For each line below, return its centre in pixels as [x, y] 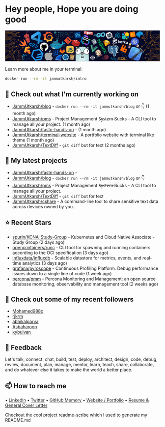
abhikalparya [25, 322]
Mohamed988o [28, 311]
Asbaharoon [25, 327]
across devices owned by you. [43, 206]
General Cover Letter [26, 405]
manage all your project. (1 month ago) [51, 124]
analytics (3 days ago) [45, 263]
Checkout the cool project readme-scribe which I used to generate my [76, 415]
